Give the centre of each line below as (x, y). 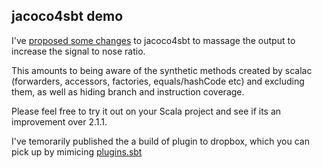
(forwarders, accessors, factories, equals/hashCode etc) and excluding (158, 81)
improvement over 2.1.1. (59, 121)
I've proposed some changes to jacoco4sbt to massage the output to (153, 40)
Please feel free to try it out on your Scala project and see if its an (146, 111)
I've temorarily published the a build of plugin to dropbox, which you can (160, 141)
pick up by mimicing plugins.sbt (77, 151)
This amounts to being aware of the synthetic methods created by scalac (162, 70)
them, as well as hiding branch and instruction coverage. (128, 91)
